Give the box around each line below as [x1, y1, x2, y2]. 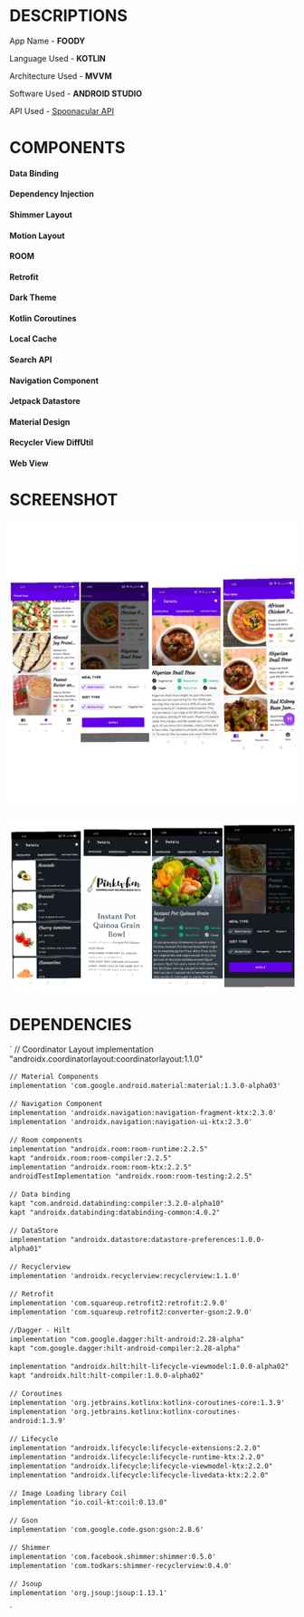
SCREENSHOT [9, 490, 119, 510]
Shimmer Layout [9, 209, 72, 220]
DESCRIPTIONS [9, 5, 128, 26]
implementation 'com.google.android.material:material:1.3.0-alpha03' [9, 1082, 281, 1091]
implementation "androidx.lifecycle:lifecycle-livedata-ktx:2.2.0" [9, 1471, 270, 1480]
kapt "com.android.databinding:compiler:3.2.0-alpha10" [9, 1199, 224, 1208]
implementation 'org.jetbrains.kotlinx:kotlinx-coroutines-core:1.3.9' [9, 1399, 285, 1408]
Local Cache [9, 333, 57, 344]
